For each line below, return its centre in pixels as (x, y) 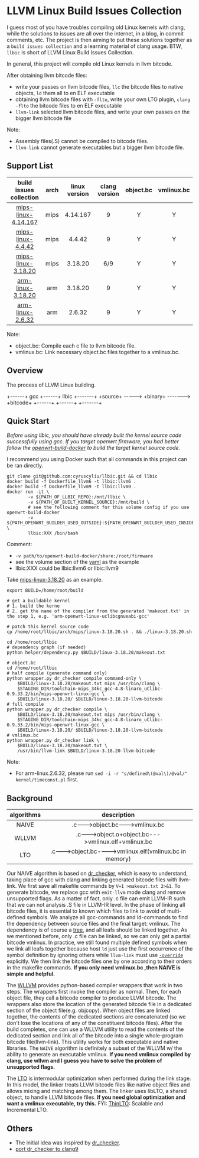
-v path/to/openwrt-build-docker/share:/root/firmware (84, 556)
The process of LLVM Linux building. (51, 385)
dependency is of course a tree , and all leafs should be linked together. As (97, 930)
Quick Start (28, 421)
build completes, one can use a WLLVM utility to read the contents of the (95, 1029)
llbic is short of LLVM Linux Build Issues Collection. (70, 52)
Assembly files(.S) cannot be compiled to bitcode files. (82, 141)
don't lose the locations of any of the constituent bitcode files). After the (94, 1023)
